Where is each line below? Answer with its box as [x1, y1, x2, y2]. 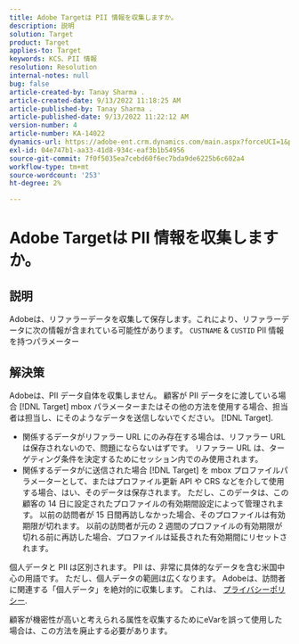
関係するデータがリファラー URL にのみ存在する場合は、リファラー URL [21, 431, 287, 442]
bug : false [9, 79, 50, 88]
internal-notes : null [9, 71, 90, 80]
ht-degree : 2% [9, 179, 62, 188]
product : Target [9, 37, 69, 47]
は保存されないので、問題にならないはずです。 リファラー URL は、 [21, 442, 270, 453]
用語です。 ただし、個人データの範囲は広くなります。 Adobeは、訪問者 [24, 573, 287, 583]
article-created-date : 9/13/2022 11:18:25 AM [9, 95, 181, 105]
